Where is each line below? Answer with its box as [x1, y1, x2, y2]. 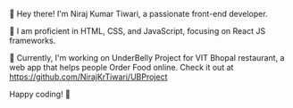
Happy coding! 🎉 [9, 89, 71, 99]
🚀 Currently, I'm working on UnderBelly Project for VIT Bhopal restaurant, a [9, 53, 285, 62]
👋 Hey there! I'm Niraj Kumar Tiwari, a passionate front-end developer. [9, 9, 268, 19]
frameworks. [9, 36, 56, 46]
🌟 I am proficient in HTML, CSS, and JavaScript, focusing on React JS [9, 26, 266, 36]
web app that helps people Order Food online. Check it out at [9, 62, 234, 72]
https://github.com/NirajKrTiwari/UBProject [9, 71, 168, 82]
